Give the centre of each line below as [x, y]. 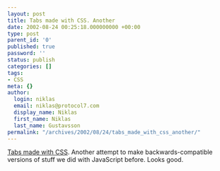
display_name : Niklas [46, 112]
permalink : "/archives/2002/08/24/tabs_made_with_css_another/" [104, 132]
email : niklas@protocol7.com [57, 106]
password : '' [27, 54]
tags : [15, 73]
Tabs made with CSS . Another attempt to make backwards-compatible [110, 152]
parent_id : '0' [30, 40]
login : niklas [34, 100]
